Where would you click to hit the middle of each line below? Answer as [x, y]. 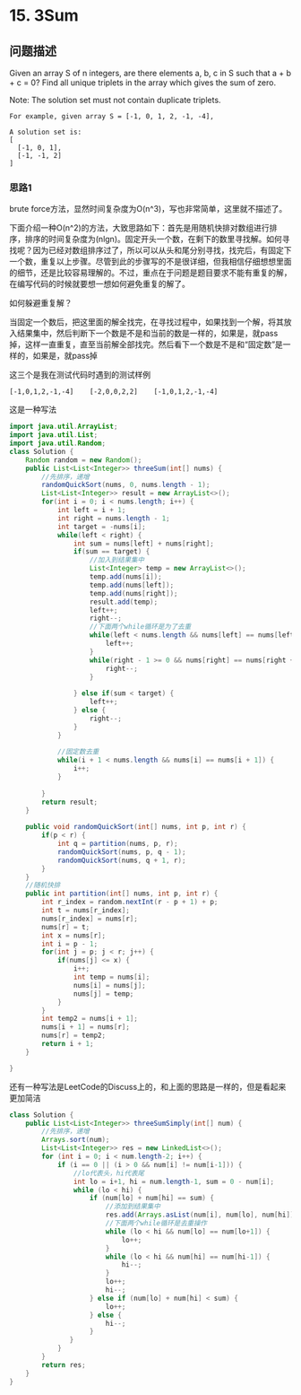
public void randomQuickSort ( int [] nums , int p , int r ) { [136, 827]
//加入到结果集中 [117, 560]
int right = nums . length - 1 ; [113, 518]
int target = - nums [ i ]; [101, 527]
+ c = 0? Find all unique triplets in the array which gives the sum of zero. [142, 83]
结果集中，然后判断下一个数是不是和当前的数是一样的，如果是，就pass [147, 334]
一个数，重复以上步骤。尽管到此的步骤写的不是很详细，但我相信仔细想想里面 [150, 262]
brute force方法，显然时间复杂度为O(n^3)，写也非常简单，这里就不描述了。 [148, 209]
